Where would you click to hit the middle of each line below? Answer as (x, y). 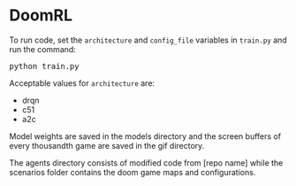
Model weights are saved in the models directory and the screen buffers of (145, 136)
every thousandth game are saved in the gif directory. (107, 145)
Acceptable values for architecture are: (82, 83)
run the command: (43, 49)
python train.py (44, 66)
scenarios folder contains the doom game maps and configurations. (133, 172)
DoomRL (41, 15)
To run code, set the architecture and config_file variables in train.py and (148, 40)
